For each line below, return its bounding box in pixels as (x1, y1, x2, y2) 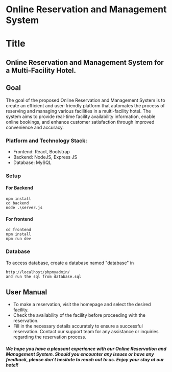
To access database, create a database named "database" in (6, 260, 134, 266)
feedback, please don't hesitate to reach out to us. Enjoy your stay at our (6, 356, 164, 362)
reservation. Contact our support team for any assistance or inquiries (13, 329, 159, 335)
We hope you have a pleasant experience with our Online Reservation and (6, 345, 167, 352)
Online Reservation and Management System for (6, 58, 164, 67)
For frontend (6, 216, 33, 222)
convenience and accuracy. (6, 124, 64, 130)
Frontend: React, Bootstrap (13, 148, 70, 154)
